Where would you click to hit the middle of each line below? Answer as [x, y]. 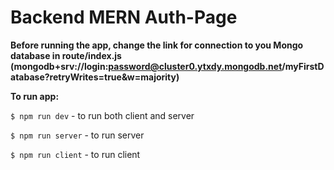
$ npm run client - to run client [75, 154]
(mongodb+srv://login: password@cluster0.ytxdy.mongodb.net [146, 66]
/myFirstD [303, 66]
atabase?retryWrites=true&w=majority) [95, 77]
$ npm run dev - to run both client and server [102, 115]
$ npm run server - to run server [77, 135]
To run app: [35, 96]
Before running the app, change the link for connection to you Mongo [157, 45]
